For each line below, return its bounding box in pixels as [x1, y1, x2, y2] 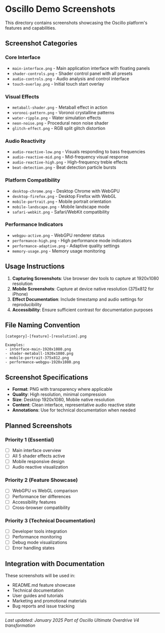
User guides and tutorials [12, 593, 64, 599]
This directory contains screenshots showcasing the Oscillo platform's [5, 20, 148, 26]
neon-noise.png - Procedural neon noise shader [12, 120, 109, 126]
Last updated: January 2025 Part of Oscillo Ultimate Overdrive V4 [5, 617, 139, 623]
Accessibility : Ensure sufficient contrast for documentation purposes [12, 307, 153, 313]
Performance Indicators [5, 221, 63, 228]
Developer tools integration [12, 528, 67, 535]
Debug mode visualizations [12, 539, 67, 545]
